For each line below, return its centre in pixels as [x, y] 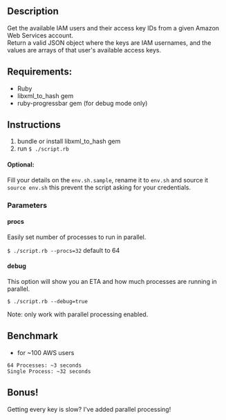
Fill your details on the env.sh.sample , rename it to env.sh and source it [108, 180]
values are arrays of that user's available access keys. [84, 50]
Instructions [34, 125]
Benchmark [33, 336]
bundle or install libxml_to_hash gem [69, 142]
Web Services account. [40, 35]
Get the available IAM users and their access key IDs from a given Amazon [113, 28]
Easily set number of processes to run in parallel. [77, 237]
